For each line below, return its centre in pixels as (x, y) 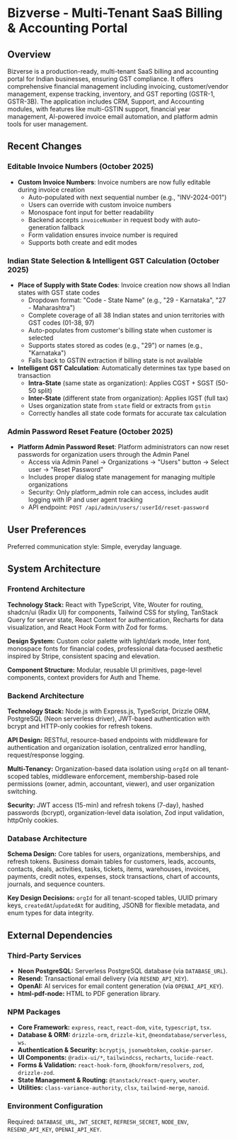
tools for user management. (48, 124)
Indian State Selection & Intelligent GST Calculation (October (114, 260)
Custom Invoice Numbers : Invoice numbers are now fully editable (114, 182)
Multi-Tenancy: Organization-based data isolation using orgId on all (107, 769)
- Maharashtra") (52, 307)
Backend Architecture (46, 695)
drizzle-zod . (36, 1073)
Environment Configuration (55, 1106)
